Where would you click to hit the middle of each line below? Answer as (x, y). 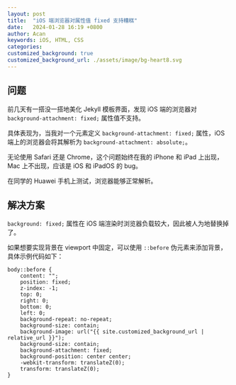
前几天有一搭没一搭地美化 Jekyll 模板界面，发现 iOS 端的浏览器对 (102, 109)
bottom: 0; (36, 307)
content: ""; (39, 276)
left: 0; (33, 313)
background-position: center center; (76, 357)
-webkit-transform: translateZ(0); (73, 363)
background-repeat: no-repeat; (66, 320)
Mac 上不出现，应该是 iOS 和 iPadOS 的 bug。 (75, 166)
